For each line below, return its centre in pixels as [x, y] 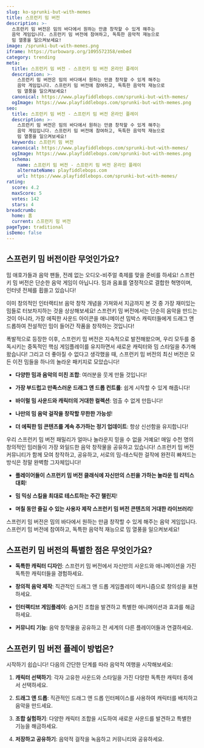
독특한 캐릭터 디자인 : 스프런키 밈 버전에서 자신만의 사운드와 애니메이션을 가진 [105, 566]
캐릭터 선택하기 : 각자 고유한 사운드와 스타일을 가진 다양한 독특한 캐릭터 [98, 677]
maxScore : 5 [27, 193]
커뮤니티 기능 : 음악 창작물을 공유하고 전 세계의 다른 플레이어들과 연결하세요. [104, 627]
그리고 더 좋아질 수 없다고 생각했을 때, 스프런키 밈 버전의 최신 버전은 [109, 354]
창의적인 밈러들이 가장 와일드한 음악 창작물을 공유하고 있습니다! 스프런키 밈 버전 [100, 447]
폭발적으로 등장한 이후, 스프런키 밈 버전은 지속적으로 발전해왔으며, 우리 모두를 [98, 339]
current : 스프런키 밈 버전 [41, 222]
